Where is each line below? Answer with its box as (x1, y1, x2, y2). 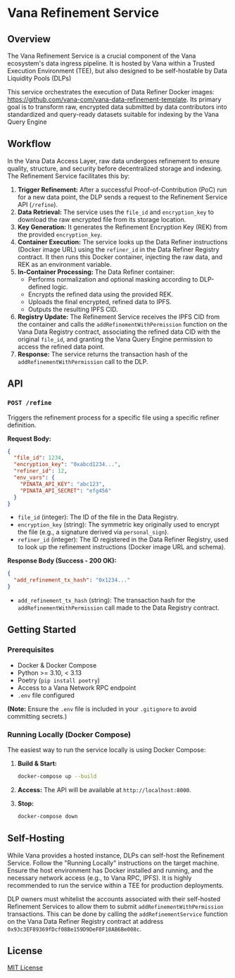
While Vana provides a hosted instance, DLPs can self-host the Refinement (7, 851, 225, 860)
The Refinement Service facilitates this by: (7, 171, 130, 180)
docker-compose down (17, 813, 78, 820)
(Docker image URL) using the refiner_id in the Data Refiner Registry (17, 245, 220, 253)
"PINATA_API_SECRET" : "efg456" (20, 487, 112, 494)
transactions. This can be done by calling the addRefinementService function (7, 910, 229, 918)
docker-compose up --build (17, 772, 97, 779)
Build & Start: (17, 759, 58, 767)
